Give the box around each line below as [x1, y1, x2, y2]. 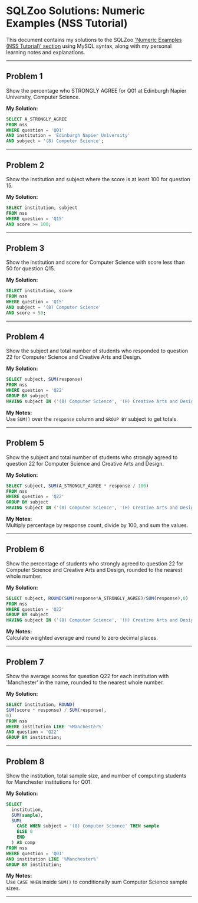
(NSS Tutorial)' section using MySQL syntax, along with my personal [6, 42, 172, 50]
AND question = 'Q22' [6, 729, 60, 735]
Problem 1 [6, 71, 43, 81]
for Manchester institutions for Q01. [6, 778, 93, 786]
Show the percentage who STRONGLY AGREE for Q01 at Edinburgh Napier [6, 87, 187, 94]
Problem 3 [6, 243, 45, 253]
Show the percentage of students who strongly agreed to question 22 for [6, 560, 184, 567]
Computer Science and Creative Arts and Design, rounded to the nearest [6, 566, 183, 573]
